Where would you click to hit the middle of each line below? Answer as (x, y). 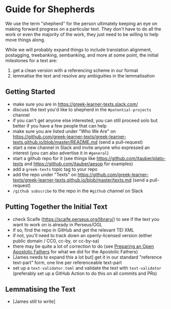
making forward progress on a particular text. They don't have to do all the (83, 29)
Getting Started (30, 92)
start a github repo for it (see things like (54, 158)
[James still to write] (34, 301)
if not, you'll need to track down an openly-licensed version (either (82, 235)
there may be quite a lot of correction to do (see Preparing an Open (83, 246)
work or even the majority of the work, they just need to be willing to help (82, 34)
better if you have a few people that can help (60, 125)
